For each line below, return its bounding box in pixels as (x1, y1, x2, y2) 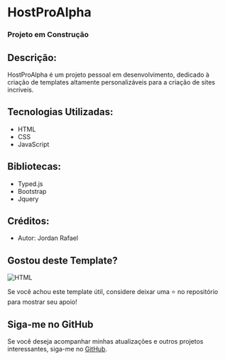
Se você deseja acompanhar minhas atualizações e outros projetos (7, 337, 204, 345)
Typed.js (17, 179, 43, 188)
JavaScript (17, 140, 50, 148)
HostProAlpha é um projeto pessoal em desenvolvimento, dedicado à (7, 70, 209, 79)
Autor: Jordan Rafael (17, 234, 79, 242)
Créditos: (7, 214, 50, 227)
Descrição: (7, 51, 57, 64)
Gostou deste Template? (7, 254, 119, 266)
